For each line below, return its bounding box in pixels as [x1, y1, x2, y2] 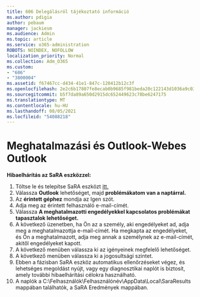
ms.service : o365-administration [7, 42, 90, 48]
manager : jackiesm [7, 25, 52, 31]
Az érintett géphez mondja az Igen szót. [15, 195, 115, 203]
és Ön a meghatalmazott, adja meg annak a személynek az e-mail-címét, [15, 233, 194, 241]
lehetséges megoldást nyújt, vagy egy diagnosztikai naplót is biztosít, [15, 265, 186, 272]
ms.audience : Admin [7, 31, 55, 37]
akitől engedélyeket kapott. [15, 240, 82, 247]
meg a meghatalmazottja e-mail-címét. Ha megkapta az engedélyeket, [15, 227, 188, 235]
